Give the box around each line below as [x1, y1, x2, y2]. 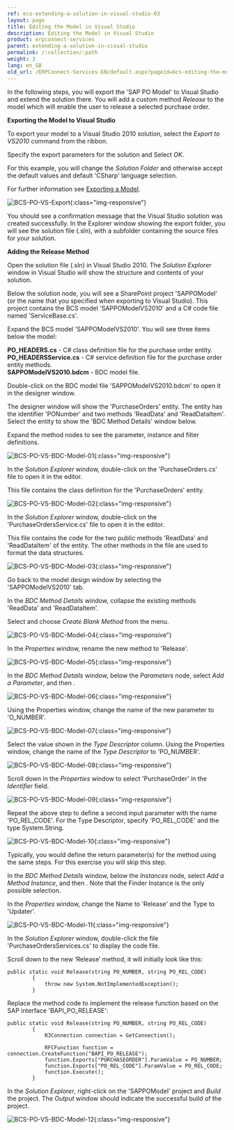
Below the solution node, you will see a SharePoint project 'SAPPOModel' [7, 289, 218, 297]
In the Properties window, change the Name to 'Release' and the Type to [7, 900, 215, 908]
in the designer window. [7, 389, 76, 397]
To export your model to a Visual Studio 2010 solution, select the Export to [7, 130, 220, 138]
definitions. [7, 438, 40, 446]
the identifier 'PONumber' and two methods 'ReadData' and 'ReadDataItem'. [7, 409, 225, 418]
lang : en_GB [7, 62, 42, 69]
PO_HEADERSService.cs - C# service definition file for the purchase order [7, 353, 223, 361]
